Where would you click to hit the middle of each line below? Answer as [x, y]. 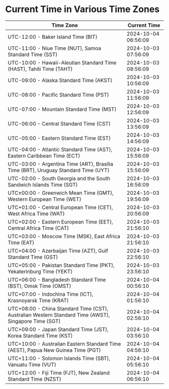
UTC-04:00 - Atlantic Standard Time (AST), [60, 149]
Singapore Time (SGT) [34, 321]
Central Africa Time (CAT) [38, 228]
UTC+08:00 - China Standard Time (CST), [58, 308]
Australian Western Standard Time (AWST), [59, 315]
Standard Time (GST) [33, 257]
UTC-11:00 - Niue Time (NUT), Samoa [55, 48]
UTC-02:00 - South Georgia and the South [59, 178]
